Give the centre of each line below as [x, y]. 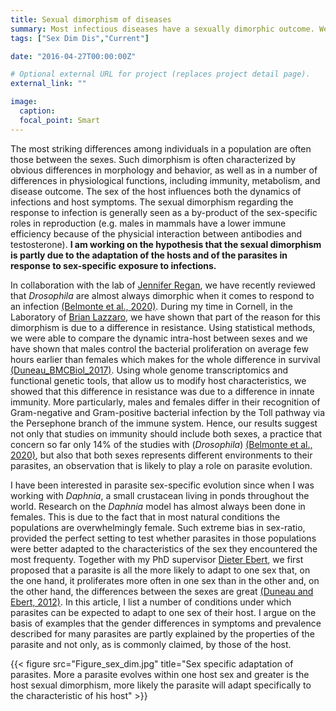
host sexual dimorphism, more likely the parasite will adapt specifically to [161, 685]
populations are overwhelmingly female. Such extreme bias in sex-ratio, [158, 527]
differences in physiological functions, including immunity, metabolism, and [165, 180]
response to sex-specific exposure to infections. [113, 265]
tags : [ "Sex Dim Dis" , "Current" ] [80, 38]
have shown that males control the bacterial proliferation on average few [159, 348]
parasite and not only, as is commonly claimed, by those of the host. [151, 644]
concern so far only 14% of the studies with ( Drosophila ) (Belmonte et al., [161, 444]
